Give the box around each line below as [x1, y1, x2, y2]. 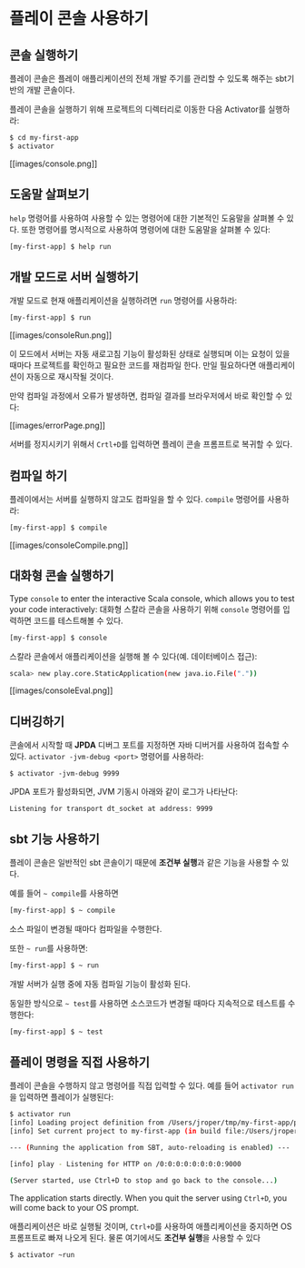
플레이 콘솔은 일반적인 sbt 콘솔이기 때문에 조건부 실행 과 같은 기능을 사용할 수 [9, 857, 280, 867]
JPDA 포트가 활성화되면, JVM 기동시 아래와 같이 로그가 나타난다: [9, 787, 239, 797]
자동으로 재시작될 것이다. [25, 371, 114, 382]
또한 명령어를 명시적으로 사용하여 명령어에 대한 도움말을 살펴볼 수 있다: [21, 223, 271, 234]
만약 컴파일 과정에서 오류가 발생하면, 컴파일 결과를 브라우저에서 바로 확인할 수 [9, 391, 283, 401]
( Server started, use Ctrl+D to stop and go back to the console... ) [9, 1175, 279, 1185]
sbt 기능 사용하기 [9, 831, 100, 847]
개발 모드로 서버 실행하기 [9, 269, 139, 284]
